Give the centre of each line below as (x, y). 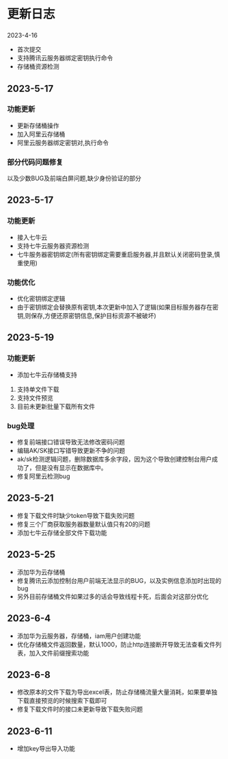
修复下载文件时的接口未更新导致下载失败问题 (80, 709)
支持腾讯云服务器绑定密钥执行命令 (65, 58)
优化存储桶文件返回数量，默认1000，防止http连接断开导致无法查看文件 (116, 644)
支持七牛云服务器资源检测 (53, 246)
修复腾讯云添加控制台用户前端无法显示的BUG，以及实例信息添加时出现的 (119, 580)
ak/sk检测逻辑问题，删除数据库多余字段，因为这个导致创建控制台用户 (114, 459)
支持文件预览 (35, 397)
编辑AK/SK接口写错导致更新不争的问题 (71, 451)
